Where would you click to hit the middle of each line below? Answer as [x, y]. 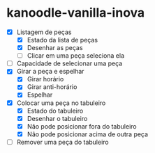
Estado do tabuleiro [55, 111]
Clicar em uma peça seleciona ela [76, 56]
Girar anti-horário [52, 87]
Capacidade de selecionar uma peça [69, 63]
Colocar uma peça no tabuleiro [61, 103]
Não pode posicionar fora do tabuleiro [82, 126]
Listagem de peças [44, 32]
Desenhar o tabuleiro [57, 118]
